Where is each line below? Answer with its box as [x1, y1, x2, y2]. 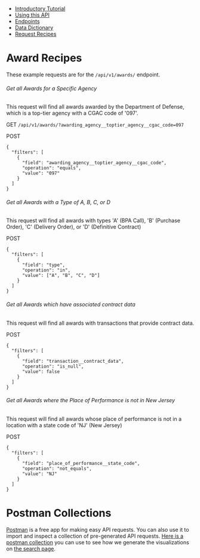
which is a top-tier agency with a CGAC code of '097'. [6, 110, 139, 117]
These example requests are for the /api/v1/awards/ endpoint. [6, 71, 160, 78]
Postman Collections [6, 506, 112, 520]
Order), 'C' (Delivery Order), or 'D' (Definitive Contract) [6, 223, 141, 230]
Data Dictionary [14, 24, 54, 31]
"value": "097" [21, 170, 60, 177]
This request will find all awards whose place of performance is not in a [6, 415, 182, 423]
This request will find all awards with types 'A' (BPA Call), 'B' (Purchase [6, 217, 181, 224]
